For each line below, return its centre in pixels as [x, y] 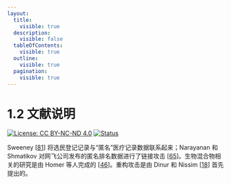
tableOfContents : [38, 45]
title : [23, 20]
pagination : [31, 71]
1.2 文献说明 [41, 114]
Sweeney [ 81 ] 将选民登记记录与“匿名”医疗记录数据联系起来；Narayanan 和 [113, 147]
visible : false [41, 39]
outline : [26, 59]
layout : [18, 13]
